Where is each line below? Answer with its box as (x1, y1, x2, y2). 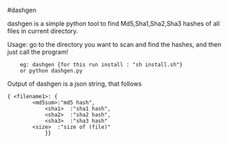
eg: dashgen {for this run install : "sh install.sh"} (20, 61, 183, 68)
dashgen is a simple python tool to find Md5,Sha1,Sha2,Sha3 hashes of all (7, 20, 220, 27)
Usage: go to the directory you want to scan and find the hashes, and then (7, 40, 222, 48)
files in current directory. (7, 27, 78, 35)
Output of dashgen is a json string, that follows (7, 80, 142, 88)
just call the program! (7, 48, 69, 56)
